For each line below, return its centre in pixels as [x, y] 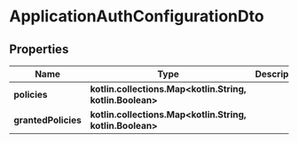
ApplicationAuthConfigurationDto [137, 16]
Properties [39, 49]
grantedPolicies [47, 120]
